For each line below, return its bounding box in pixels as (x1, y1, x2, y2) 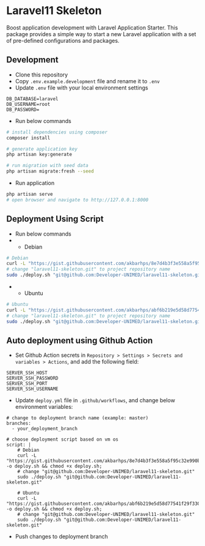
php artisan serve (6, 191, 53, 197)
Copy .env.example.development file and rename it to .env (15, 77, 160, 84)
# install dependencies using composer (6, 129, 108, 135)
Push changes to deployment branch (15, 533, 109, 540)
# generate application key (6, 146, 78, 152)
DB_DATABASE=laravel (6, 95, 59, 102)
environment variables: (15, 403, 73, 411)
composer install (6, 135, 51, 141)
